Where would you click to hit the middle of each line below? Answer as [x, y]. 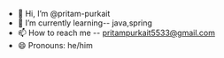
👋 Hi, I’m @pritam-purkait [64, 14]
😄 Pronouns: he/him [55, 45]
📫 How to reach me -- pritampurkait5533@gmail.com [116, 33]
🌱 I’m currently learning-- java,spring [85, 23]
